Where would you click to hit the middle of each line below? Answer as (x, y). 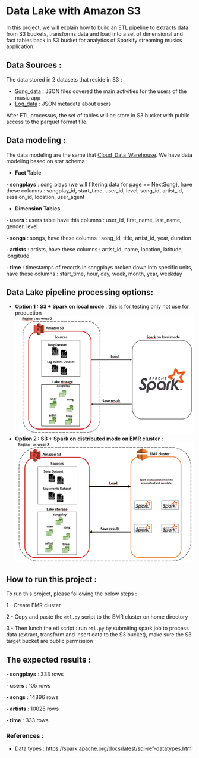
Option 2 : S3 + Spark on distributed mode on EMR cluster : (89, 439)
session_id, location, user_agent (45, 197)
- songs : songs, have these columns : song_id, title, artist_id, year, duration (99, 238)
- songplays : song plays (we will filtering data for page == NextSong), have (99, 184)
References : (25, 735)
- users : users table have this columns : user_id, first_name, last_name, (94, 220)
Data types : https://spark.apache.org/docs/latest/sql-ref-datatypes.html (104, 748)
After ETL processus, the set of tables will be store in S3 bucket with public (98, 115)
